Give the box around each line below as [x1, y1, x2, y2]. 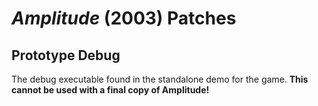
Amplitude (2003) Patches [11, 7, 237, 30]
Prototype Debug [11, 47, 121, 64]
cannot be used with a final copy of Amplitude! [11, 84, 210, 96]
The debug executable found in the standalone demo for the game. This [11, 73, 309, 85]
